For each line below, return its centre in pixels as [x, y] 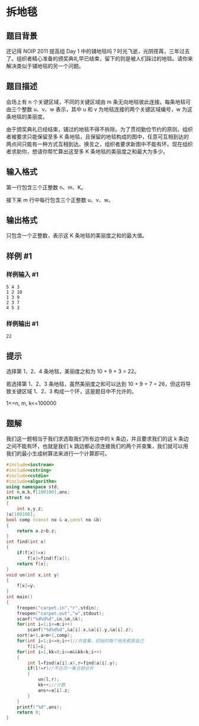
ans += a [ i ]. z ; [54, 690]
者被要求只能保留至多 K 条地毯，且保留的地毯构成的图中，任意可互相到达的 [98, 136]
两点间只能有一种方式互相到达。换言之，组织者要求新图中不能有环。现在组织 [99, 144]
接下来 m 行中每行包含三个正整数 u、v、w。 [60, 200]
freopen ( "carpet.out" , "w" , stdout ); [61, 613]
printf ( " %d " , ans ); [39, 707]
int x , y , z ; [30, 509]
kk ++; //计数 [52, 685]
